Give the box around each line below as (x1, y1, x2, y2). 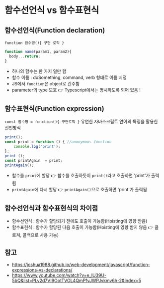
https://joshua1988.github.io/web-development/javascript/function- (11, 262, 150, 268)
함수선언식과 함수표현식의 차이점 (4, 204, 98, 212)
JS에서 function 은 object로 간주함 (11, 80, 80, 86)
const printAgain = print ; (4, 158, 63, 163)
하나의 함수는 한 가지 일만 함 (11, 68, 67, 74)
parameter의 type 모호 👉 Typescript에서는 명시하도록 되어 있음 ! (11, 87, 141, 93)
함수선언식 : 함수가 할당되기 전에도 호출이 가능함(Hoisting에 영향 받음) (11, 218, 148, 224)
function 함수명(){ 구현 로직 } (4, 40, 65, 45)
